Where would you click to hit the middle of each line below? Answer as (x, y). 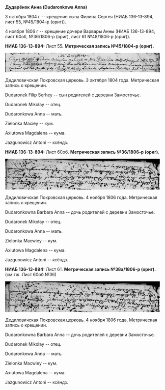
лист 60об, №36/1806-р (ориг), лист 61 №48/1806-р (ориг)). (68, 37)
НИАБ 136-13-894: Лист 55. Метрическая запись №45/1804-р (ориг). (80, 46)
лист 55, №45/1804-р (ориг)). (36, 22)
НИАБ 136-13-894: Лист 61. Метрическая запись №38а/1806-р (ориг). (81, 269)
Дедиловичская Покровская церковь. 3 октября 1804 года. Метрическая (82, 80)
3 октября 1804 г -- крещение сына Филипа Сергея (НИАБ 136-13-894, (79, 16)
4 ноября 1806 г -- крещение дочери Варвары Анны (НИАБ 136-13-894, (80, 31)
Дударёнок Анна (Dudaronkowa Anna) (46, 7)
